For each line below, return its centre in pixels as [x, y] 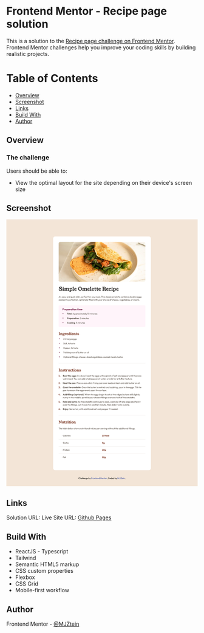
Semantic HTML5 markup [47, 564]
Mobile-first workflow [42, 590]
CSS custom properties [44, 571]
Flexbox [25, 577]
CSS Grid [26, 584]
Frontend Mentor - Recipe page [87, 11]
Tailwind [25, 558]
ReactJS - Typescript [42, 552]
